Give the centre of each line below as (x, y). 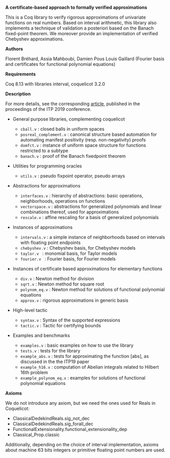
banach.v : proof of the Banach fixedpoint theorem (73, 156)
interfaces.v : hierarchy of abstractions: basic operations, (82, 196)
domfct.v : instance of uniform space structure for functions (83, 145)
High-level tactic (30, 310)
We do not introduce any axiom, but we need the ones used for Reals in (80, 403)
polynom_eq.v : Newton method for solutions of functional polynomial (92, 290)
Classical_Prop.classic (36, 435)
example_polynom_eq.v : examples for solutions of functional (83, 378)
